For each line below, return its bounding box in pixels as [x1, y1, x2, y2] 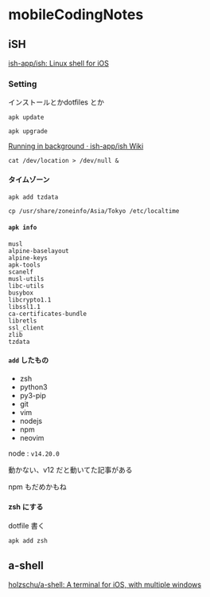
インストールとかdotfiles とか [8, 97, 105, 107]
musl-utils [8, 275, 45, 283]
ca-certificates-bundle [8, 310, 87, 318]
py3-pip [19, 390, 46, 400]
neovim [19, 433, 45, 442]
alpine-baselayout [8, 247, 69, 255]
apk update [8, 113, 45, 121]
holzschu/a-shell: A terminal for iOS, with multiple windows [8, 579, 201, 589]
